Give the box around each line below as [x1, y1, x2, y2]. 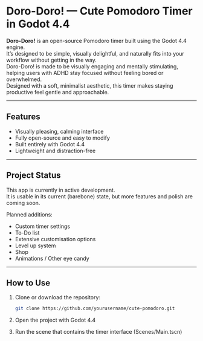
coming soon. [6, 199, 40, 206]
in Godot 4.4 [6, 17, 70, 31]
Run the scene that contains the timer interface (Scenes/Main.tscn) [14, 328, 182, 336]
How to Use [6, 278, 51, 288]
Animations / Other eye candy [14, 255, 89, 262]
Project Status [6, 170, 62, 181]
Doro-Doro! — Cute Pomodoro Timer [6, 4, 193, 18]
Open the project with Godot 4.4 [14, 316, 96, 324]
